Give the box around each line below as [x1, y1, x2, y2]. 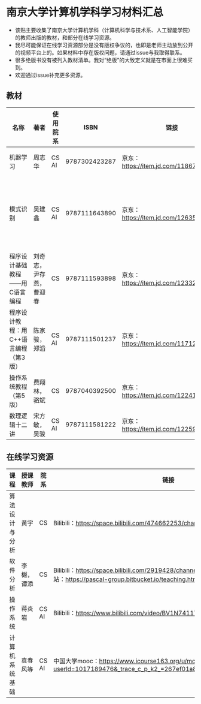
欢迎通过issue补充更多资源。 [14, 71, 86, 79]
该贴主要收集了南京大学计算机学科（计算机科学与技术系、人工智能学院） [14, 26, 193, 34]
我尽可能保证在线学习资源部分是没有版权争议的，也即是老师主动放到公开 [14, 41, 193, 49]
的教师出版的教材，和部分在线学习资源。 [14, 34, 115, 41]
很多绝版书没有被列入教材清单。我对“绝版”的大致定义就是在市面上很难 [14, 56, 188, 64]
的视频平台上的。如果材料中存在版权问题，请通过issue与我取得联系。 [14, 49, 185, 56]
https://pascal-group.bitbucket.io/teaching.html [65, 575, 200, 583]
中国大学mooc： [53, 657, 100, 665]
